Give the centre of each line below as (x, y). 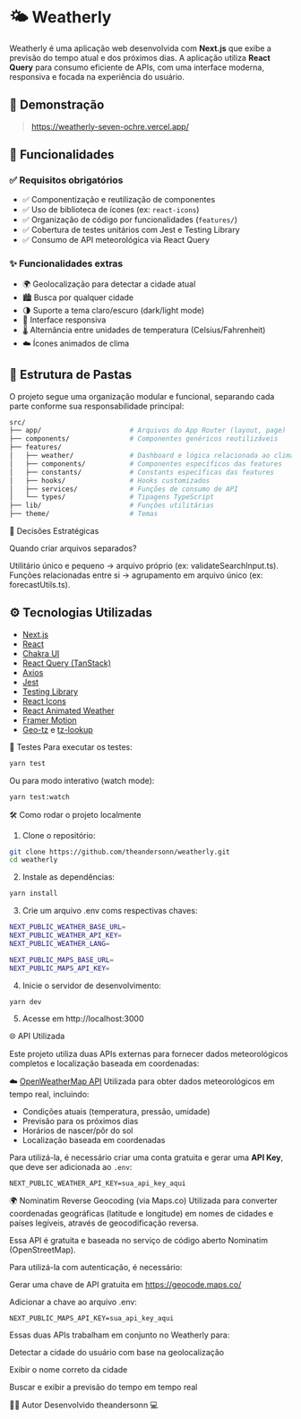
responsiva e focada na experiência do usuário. (97, 76)
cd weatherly (34, 860)
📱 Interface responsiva (64, 320)
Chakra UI (41, 653)
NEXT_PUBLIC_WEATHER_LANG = (60, 943)
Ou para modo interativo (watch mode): (82, 780)
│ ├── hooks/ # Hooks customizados (110, 480)
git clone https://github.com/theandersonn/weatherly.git (120, 852)
